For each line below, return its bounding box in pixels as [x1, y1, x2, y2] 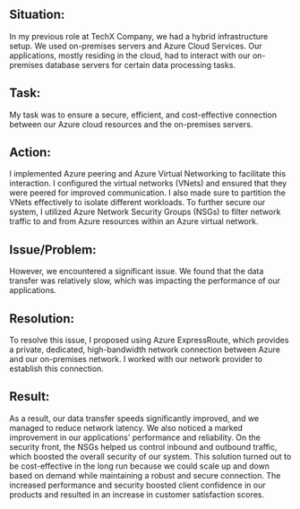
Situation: [9, 7, 65, 22]
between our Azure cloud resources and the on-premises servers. [9, 118, 253, 129]
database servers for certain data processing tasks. [45, 59, 236, 70]
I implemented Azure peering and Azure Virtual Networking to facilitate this [9, 168, 287, 179]
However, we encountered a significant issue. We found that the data [9, 266, 264, 277]
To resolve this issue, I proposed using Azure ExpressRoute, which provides [9, 335, 289, 346]
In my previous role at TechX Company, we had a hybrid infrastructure [9, 30, 269, 41]
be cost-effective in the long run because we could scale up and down [9, 461, 270, 471]
